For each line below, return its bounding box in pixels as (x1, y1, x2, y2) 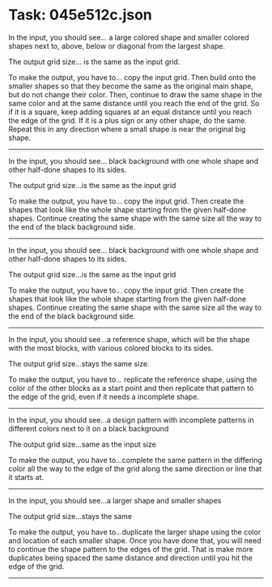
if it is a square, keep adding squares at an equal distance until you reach (8, 107, 253, 117)
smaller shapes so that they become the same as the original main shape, (8, 81, 253, 91)
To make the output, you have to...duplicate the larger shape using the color (8, 527, 261, 537)
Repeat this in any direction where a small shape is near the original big (8, 124, 246, 134)
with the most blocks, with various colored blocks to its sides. (8, 343, 214, 353)
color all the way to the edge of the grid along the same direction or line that (8, 464, 262, 473)
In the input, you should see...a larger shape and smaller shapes (8, 495, 222, 505)
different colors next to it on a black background (8, 423, 169, 433)
